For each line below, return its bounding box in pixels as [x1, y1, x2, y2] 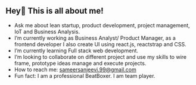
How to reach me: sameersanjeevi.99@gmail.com [14, 66, 136, 73]
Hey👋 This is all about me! [5, 6, 104, 16]
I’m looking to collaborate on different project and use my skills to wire [14, 53, 187, 60]
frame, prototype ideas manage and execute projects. [14, 59, 147, 67]
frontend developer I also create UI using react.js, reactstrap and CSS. [14, 40, 187, 48]
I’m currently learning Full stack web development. [14, 47, 138, 54]
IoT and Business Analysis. [14, 28, 80, 35]
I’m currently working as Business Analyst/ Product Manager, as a [14, 34, 176, 42]
